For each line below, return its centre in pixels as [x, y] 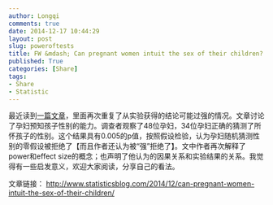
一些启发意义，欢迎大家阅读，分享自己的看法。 [101, 167]
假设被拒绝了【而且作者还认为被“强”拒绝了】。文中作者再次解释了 [138, 146]
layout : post [30, 39]
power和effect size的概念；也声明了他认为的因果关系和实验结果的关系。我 [133, 156]
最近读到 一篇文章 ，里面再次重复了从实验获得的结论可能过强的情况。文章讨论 [136, 116]
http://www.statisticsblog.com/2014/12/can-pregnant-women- [150, 184]
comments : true [34, 24]
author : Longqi [34, 16]
